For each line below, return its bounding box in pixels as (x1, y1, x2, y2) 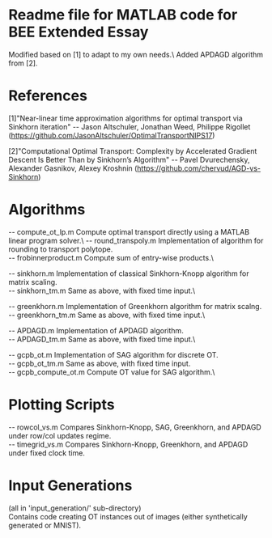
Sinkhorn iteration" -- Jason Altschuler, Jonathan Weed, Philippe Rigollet (8, 121, 251, 131)
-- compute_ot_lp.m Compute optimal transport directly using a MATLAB (8, 227, 249, 236)
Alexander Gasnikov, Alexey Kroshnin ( (8, 163, 138, 173)
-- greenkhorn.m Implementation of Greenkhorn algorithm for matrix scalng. (8, 301, 262, 311)
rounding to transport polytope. (8, 244, 113, 254)
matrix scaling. (8, 277, 58, 286)
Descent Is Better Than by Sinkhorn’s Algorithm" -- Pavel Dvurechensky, (8, 155, 250, 164)
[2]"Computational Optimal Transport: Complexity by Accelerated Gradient (8, 146, 257, 155)
